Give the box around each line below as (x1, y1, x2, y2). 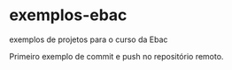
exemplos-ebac (9, 5, 128, 25)
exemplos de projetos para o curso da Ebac (9, 34, 168, 45)
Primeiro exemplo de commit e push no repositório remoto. (9, 51, 224, 61)
